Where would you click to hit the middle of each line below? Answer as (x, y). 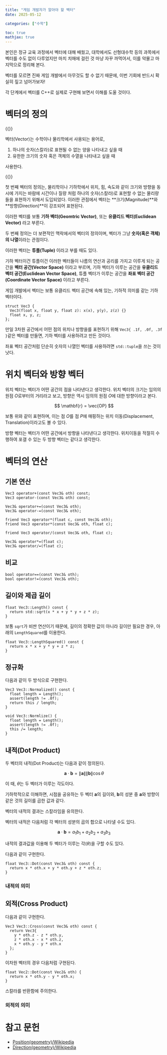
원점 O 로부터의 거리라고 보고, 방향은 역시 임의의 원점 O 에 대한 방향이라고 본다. (81, 396)
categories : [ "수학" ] (27, 24)
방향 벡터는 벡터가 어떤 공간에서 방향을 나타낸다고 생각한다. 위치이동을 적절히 (80, 433)
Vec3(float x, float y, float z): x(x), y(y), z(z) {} (68, 311)
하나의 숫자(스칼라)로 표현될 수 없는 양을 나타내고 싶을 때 (67, 150)
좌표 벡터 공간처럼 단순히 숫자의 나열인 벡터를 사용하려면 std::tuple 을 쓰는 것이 (83, 346)
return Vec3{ (23, 931)
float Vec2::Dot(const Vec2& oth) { (43, 972)
